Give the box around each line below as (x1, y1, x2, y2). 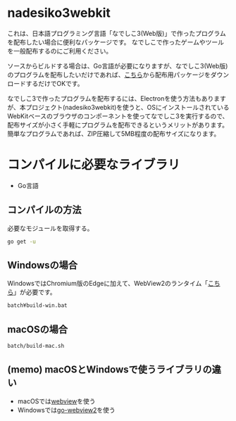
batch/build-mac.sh (7, 343, 65, 350)
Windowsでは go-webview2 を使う (17, 406, 116, 414)
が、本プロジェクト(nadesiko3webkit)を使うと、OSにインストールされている (7, 103, 230, 111)
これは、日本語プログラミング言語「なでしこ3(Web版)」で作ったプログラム (7, 29, 227, 37)
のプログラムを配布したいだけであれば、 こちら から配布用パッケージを (7, 70, 211, 79)
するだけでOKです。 (25, 79, 84, 87)
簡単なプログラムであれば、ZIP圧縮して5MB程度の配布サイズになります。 (7, 129, 221, 138)
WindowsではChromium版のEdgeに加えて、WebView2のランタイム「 (7, 279, 209, 288)
